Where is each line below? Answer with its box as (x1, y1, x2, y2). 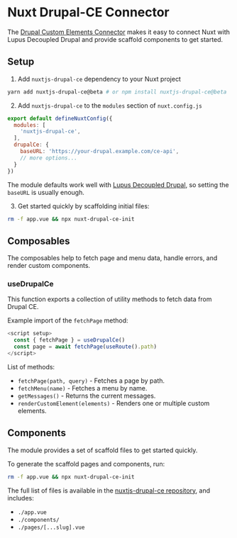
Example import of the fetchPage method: (7, 316, 129, 325)
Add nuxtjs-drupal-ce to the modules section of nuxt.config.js (17, 101, 202, 110)
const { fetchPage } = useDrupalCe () (13, 337, 126, 344)
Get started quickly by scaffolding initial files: (17, 201, 150, 210)
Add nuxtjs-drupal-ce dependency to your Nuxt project (17, 74, 181, 83)
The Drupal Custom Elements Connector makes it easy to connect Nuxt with (7, 28, 231, 36)
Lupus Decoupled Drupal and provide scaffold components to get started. (7, 35, 224, 43)
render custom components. (7, 262, 91, 270)
